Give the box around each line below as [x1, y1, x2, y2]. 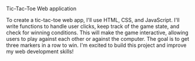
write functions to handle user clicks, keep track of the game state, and [6, 23, 180, 30]
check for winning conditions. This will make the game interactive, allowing [6, 29, 189, 36]
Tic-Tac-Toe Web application [6, 5, 77, 12]
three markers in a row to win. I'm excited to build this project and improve [6, 41, 187, 49]
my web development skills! [6, 48, 74, 55]
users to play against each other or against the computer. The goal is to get [6, 36, 189, 42]
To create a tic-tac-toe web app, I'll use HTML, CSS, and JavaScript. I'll [6, 17, 180, 23]
